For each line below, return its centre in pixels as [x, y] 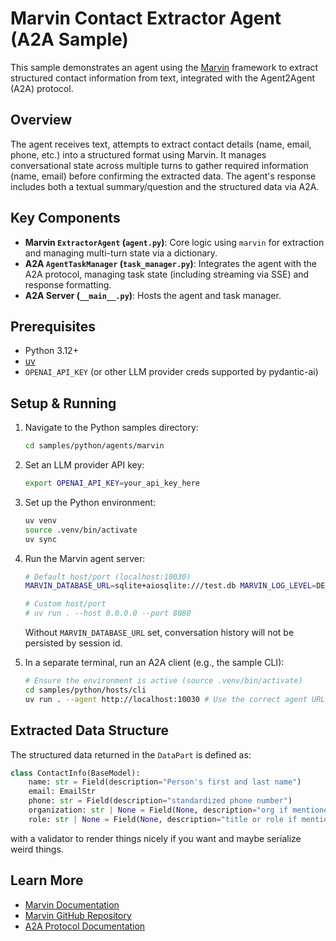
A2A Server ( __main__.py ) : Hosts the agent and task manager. [153, 295]
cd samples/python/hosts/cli [85, 690]
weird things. [37, 849]
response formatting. [68, 284]
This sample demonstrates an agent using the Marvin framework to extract [164, 67]
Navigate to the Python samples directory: [111, 428]
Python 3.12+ [51, 351]
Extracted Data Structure [89, 730]
